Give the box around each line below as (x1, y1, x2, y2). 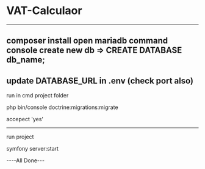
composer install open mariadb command (6, 36, 168, 46)
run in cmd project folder (6, 92, 69, 99)
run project (6, 133, 34, 141)
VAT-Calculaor (6, 4, 82, 18)
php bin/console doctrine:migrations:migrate (6, 103, 118, 111)
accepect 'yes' (6, 116, 44, 123)
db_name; (6, 54, 46, 65)
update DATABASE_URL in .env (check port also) (6, 75, 194, 86)
